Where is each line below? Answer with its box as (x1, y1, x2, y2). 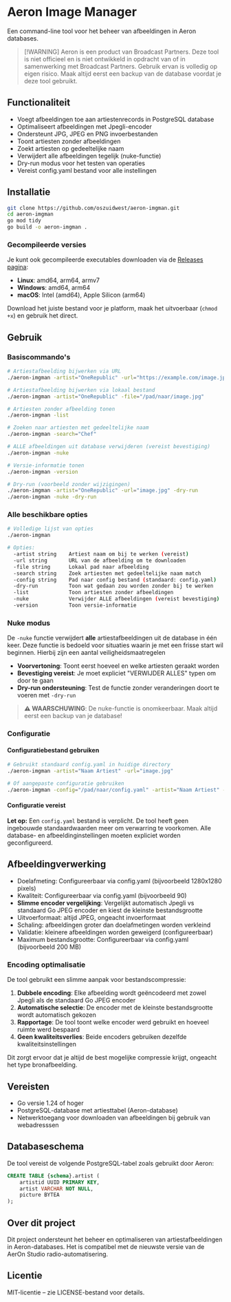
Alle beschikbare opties (7, 510, 88, 520)
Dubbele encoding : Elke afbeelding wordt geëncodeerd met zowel (16, 989, 206, 997)
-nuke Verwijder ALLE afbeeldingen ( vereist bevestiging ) (13, 596, 220, 602)
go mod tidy (7, 218, 41, 224)
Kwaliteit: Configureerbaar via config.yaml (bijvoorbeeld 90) (16, 891, 187, 899)
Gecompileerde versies (7, 240, 87, 249)
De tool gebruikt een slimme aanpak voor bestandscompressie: (7, 976, 186, 984)
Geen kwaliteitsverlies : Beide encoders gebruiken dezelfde (16, 1033, 187, 1041)
